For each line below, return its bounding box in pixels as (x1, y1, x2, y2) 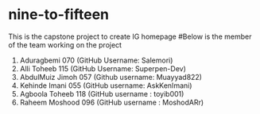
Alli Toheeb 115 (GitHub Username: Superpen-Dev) (19, 63, 187, 73)
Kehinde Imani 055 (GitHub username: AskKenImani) (19, 81, 192, 90)
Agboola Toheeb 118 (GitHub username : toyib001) (19, 89, 184, 98)
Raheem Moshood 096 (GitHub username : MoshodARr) (19, 97, 204, 107)
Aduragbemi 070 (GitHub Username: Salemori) (19, 55, 173, 65)
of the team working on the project (8, 40, 122, 49)
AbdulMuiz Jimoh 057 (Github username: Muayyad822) (19, 72, 203, 82)
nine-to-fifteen (8, 6, 110, 24)
